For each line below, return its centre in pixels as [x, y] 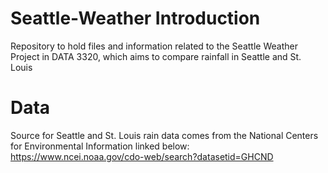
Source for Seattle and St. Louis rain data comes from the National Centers [164, 135]
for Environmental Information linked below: [100, 146]
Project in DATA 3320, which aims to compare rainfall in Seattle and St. [156, 56]
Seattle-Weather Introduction [135, 18]
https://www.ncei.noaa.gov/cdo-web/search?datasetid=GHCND [142, 156]
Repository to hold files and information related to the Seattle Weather [154, 46]
